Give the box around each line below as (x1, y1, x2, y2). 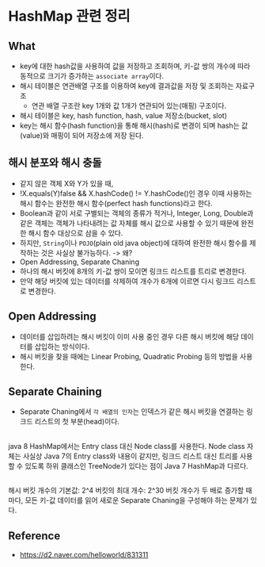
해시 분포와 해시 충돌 (8, 156, 102, 170)
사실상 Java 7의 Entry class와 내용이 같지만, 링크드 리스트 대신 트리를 (22, 451, 239, 461)
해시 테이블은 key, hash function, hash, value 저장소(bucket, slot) (19, 111, 228, 120)
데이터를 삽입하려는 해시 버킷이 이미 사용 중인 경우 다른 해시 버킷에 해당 (19, 331, 240, 341)
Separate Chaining (8, 385, 102, 399)
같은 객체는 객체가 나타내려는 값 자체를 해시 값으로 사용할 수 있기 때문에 (19, 218, 240, 228)
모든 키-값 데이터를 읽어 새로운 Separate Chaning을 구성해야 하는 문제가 (25, 496, 249, 505)
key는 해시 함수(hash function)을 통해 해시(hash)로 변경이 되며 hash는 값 (19, 121, 248, 130)
